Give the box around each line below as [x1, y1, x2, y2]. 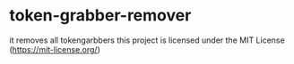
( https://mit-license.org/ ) [9, 44, 101, 54]
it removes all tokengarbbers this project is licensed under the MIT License [9, 35, 285, 45]
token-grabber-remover [9, 5, 192, 26]
